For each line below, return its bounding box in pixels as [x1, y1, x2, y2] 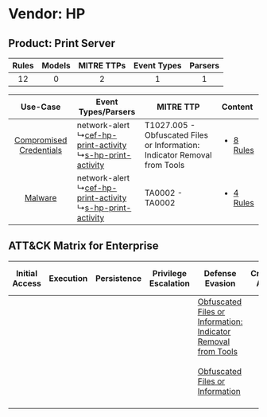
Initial [15, 267, 38, 279]
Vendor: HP [8, 5, 86, 23]
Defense [203, 267, 237, 279]
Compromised [14, 134, 68, 146]
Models [41, 60, 71, 71]
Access [12, 278, 41, 289]
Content [221, 101, 253, 112]
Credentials [19, 145, 63, 155]
